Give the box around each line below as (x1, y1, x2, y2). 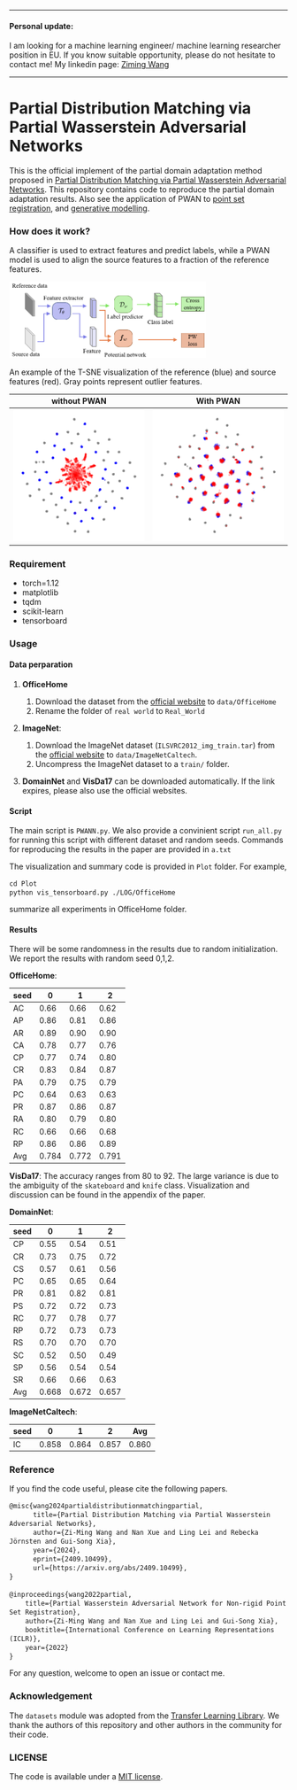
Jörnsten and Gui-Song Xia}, (9, 1538, 117, 1546)
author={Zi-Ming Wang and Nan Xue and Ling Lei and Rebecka (32, 1529, 259, 1538)
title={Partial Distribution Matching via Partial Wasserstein (32, 1511, 271, 1520)
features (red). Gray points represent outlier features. (9, 376, 202, 386)
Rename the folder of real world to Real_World (34, 706, 205, 716)
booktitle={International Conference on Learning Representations (25, 1626, 275, 1635)
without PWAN (51, 396, 107, 407)
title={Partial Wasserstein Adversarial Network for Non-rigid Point (25, 1600, 287, 1608)
